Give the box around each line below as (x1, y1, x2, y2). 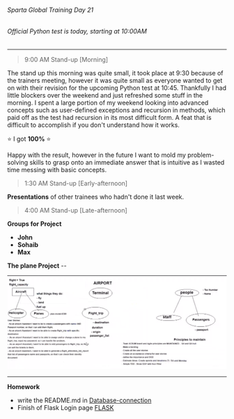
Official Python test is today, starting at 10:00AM (7, 27, 148, 36)
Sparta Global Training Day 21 (7, 6, 94, 14)
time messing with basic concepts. (7, 165, 107, 174)
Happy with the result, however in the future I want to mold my (7, 151, 187, 159)
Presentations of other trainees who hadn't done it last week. (7, 192, 185, 201)
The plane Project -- (7, 261, 68, 270)
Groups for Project (7, 220, 62, 228)
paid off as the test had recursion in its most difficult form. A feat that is (7, 113, 212, 121)
